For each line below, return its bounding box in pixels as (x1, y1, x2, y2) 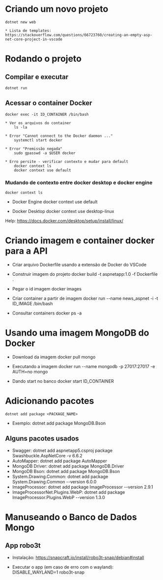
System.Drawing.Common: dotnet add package (12, 474, 109, 479)
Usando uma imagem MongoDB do (5, 327, 149, 339)
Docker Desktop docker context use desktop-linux (12, 209, 114, 214)
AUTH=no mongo (12, 369, 48, 374)
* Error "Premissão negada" (5, 146, 63, 151)
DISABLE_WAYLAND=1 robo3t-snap (12, 569, 85, 575)
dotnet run (5, 85, 27, 90)
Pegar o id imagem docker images (12, 286, 82, 291)
